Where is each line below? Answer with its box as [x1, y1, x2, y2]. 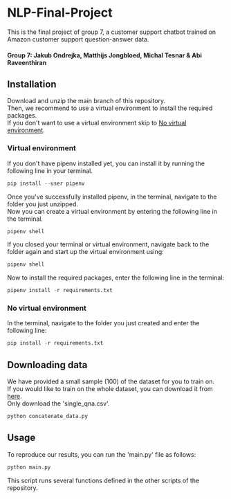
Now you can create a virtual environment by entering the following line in [7, 207, 218, 215]
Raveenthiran [7, 58, 47, 66]
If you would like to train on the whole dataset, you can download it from [7, 385, 213, 393]
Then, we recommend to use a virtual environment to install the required [7, 104, 213, 112]
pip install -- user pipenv [7, 180, 85, 187]
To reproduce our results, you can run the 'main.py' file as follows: [7, 450, 196, 458]
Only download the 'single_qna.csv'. [7, 399, 110, 408]
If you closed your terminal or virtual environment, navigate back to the [7, 240, 210, 248]
